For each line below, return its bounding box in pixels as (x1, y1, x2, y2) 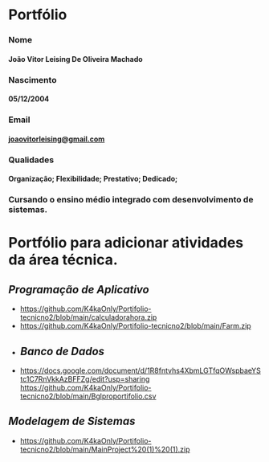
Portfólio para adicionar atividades (8, 234, 244, 252)
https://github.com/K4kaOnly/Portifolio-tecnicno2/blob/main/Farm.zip (19, 321, 251, 331)
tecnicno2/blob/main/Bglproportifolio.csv (19, 391, 157, 401)
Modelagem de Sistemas (8, 415, 136, 428)
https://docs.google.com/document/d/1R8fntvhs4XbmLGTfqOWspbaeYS (19, 366, 261, 375)
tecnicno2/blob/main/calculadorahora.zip (19, 313, 157, 322)
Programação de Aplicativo (8, 283, 150, 296)
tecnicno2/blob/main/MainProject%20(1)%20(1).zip (19, 444, 190, 454)
